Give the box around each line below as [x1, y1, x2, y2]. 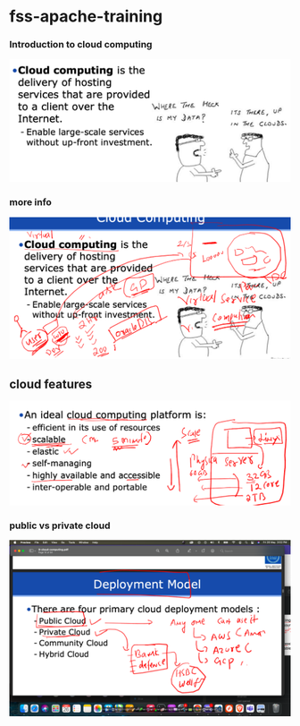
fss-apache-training [9, 6, 163, 27]
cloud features [9, 376, 93, 391]
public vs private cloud [9, 519, 111, 532]
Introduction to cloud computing [9, 38, 153, 51]
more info [9, 196, 52, 209]
